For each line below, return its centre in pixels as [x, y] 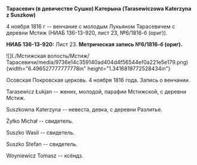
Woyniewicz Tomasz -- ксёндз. [45, 155]
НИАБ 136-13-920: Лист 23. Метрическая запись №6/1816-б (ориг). [94, 44]
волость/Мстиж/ [68, 56]
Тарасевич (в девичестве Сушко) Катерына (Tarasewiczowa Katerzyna [99, 9]
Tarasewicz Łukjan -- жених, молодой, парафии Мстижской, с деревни [96, 91]
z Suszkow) [21, 15]
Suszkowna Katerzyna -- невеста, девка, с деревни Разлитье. [84, 109]
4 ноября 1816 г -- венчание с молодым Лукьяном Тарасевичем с [91, 27]
